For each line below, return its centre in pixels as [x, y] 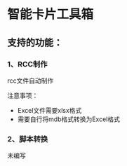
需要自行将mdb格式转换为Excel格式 [69, 119]
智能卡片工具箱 [51, 14]
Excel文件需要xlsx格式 [49, 110]
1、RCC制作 [27, 64]
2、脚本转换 [28, 139]
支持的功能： [35, 42]
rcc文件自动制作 [31, 81]
